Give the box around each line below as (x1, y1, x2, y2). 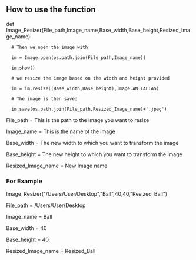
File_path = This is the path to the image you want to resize (6, 116, 150, 123)
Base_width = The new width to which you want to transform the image (6, 139, 179, 146)
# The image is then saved (11, 96, 78, 102)
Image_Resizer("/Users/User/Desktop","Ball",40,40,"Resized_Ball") (6, 190, 168, 198)
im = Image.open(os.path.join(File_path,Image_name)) (11, 54, 146, 61)
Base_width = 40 (6, 225, 47, 232)
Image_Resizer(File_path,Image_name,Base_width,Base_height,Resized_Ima (6, 27, 190, 34)
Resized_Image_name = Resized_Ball (6, 248, 96, 255)
